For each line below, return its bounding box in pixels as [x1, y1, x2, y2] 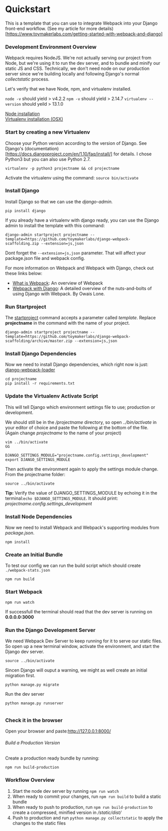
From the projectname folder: [5, 471, 65, 477]
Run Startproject [5, 303, 46, 310]
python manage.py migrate [5, 682, 59, 687]
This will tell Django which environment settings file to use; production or [5, 404, 155, 410]
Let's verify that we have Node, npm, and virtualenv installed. [5, 86, 131, 92]
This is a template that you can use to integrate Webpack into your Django [5, 20, 158, 26]
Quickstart [5, 4, 51, 15]
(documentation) [24, 145, 59, 151]
